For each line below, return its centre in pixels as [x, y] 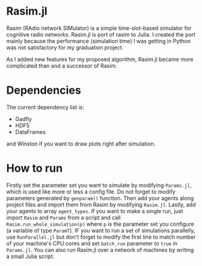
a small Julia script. [30, 256]
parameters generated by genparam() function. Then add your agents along [100, 198]
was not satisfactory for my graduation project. [65, 47]
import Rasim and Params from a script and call [64, 217]
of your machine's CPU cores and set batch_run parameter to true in [92, 243]
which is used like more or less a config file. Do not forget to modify [91, 191]
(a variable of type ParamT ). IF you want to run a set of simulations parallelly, [101, 230]
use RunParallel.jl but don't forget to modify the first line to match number [101, 237]
